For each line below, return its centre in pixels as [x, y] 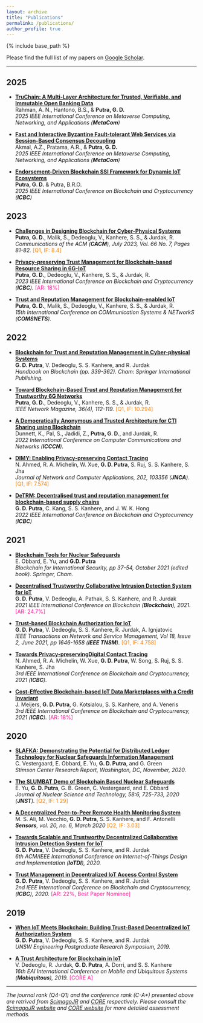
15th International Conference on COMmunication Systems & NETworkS [105, 312]
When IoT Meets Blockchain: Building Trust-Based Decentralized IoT [102, 927]
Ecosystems [31, 178]
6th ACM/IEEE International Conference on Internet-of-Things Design [101, 857]
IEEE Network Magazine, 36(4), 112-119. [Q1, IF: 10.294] [84, 409]
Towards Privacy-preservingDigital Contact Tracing [81, 654]
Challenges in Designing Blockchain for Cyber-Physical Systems [98, 231]
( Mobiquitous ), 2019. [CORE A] [54, 978]
